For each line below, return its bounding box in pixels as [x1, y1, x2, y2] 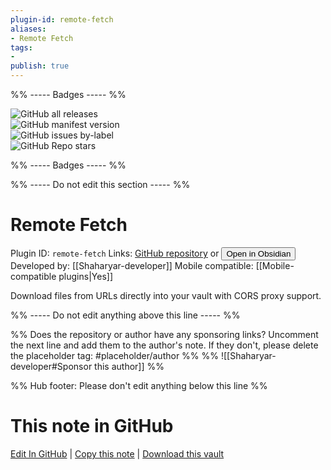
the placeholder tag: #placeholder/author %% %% [10, 349, 220, 361]
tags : [10, 42, 33, 53]
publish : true [10, 61, 70, 71]
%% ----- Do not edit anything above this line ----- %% [10, 309, 241, 321]
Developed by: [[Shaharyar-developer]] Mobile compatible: [10, 259, 254, 271]
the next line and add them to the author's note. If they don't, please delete [10, 339, 319, 351]
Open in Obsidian [226, 248, 292, 259]
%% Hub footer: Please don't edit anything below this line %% [10, 379, 268, 391]
